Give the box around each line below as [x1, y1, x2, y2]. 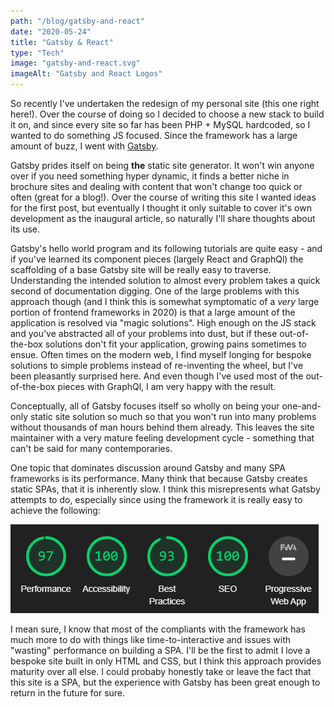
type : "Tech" [10, 48, 65, 58]
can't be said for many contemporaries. [10, 443, 173, 454]
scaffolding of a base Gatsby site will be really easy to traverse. [10, 264, 272, 275]
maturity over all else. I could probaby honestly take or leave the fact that [10, 666, 312, 677]
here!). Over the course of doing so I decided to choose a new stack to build [10, 108, 325, 120]
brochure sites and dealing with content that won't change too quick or [10, 181, 303, 192]
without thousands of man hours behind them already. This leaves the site [10, 421, 315, 433]
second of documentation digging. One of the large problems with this [10, 285, 300, 297]
